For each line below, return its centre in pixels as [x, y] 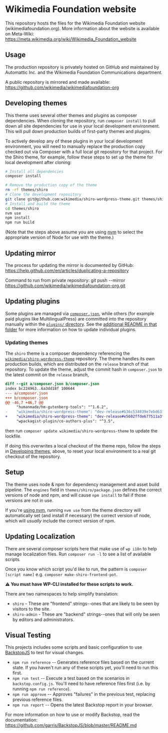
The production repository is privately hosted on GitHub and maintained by [82, 67]
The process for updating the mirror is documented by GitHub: [69, 265]
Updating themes [27, 342]
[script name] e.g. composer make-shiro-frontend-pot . [61, 574]
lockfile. [13, 436]
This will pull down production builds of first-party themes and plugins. [78, 131]
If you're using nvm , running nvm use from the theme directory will [73, 510]
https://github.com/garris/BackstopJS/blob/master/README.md [71, 725]
